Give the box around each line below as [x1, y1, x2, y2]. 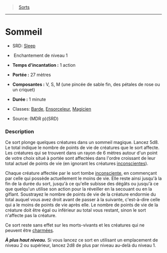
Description [5, 128, 34, 135]
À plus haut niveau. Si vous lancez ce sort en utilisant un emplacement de [5, 237, 158, 243]
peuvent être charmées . [5, 228, 55, 234]
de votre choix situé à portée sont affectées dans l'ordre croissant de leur [5, 155, 156, 161]
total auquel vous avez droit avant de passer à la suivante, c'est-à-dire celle [5, 197, 161, 203]
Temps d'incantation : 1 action [12, 62, 76, 68]
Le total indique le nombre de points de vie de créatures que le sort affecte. [5, 144, 160, 151]
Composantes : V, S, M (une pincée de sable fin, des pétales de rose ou [12, 81, 161, 87]
